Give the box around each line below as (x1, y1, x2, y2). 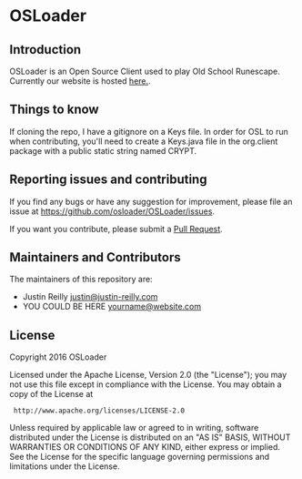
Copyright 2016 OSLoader (9, 352, 107, 362)
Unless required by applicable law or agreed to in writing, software (9, 423, 259, 433)
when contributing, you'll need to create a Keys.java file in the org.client (9, 136, 278, 147)
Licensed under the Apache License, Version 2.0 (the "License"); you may (9, 370, 287, 381)
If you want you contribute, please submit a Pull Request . (9, 223, 223, 234)
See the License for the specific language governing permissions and (9, 452, 270, 463)
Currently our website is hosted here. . (9, 76, 152, 87)
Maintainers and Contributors (9, 250, 182, 265)
